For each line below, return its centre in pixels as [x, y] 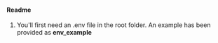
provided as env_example [54, 33]
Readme [19, 10]
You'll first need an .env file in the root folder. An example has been [114, 25]
